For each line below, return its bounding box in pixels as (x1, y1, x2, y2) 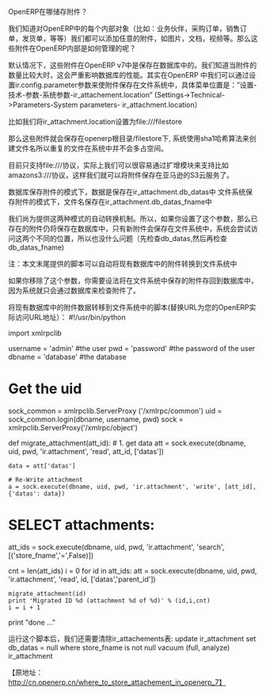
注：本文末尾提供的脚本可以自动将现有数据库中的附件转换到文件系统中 (8, 259, 237, 268)
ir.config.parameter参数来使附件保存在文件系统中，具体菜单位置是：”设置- (14, 80, 257, 90)
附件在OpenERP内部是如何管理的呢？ (14, 44, 137, 53)
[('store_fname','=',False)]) (8, 550, 94, 560)
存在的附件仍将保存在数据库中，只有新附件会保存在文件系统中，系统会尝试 (8, 224, 251, 233)
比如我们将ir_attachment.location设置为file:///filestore (8, 117, 182, 126)
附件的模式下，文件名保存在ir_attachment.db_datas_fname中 (14, 197, 212, 206)
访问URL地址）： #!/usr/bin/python (14, 312, 126, 322)
